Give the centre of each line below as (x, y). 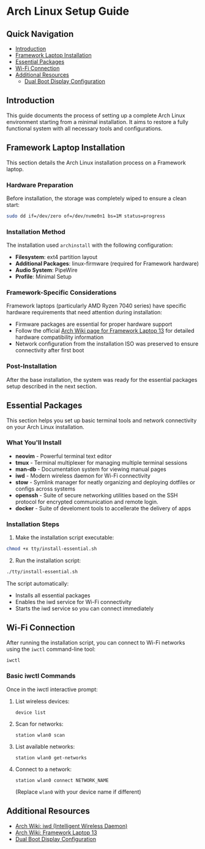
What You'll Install (34, 443)
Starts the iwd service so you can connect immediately (84, 608)
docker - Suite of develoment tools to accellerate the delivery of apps (103, 508)
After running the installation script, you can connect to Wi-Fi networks (96, 642)
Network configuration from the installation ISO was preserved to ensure (107, 344)
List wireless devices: (42, 701)
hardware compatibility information (59, 337)
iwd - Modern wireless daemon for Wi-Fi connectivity (83, 475)
